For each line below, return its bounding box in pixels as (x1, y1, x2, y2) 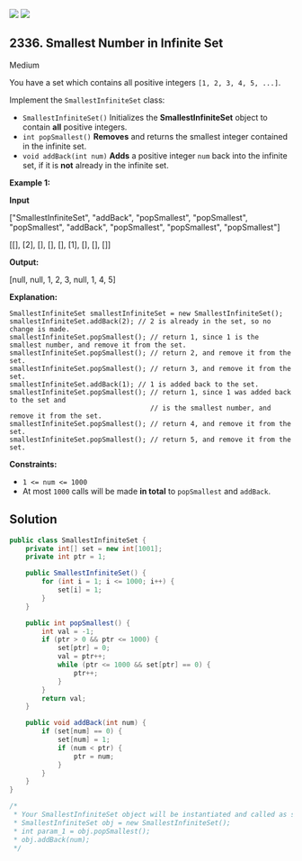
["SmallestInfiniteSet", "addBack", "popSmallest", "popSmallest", (9, 212, 249, 222)
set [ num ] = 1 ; (57, 735, 111, 744)
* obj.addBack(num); (13, 835, 91, 844)
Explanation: (9, 291, 58, 302)
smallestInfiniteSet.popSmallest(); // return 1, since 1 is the (9, 332, 259, 341)
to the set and (9, 395, 67, 404)
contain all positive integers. (22, 122, 128, 132)
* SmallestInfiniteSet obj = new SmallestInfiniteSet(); (13, 818, 231, 828)
